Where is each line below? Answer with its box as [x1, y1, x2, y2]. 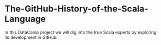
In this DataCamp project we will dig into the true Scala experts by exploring [4, 29, 157, 35]
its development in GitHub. [4, 34, 58, 40]
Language [4, 13, 46, 24]
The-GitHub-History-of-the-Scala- [4, 3, 149, 14]
